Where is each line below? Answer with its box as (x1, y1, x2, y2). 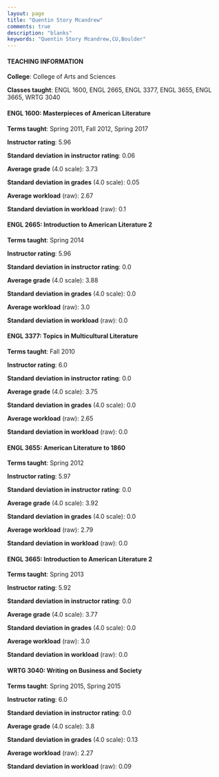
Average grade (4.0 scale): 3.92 (7, 499, 98, 508)
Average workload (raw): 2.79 (7, 526, 94, 534)
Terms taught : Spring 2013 (7, 570, 84, 579)
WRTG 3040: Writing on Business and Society (7, 666, 143, 674)
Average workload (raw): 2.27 (7, 749, 94, 757)
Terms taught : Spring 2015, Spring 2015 (7, 682, 121, 690)
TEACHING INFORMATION (7, 57, 84, 66)
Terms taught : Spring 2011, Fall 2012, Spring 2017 (7, 124, 149, 133)
